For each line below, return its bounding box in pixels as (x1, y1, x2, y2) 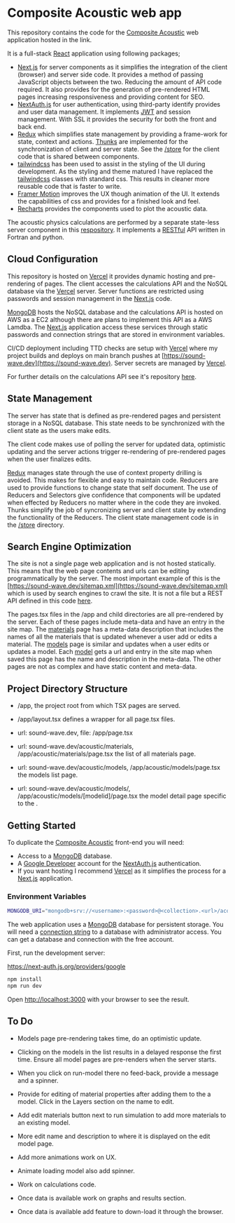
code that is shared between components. (17, 152, 140, 161)
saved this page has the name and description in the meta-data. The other (7, 655, 222, 664)
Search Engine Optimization (7, 540, 131, 552)
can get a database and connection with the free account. (7, 935, 175, 944)
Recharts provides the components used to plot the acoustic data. (17, 204, 208, 213)
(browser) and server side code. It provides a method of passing (17, 70, 204, 79)
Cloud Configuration (7, 253, 99, 265)
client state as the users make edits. (7, 426, 111, 434)
